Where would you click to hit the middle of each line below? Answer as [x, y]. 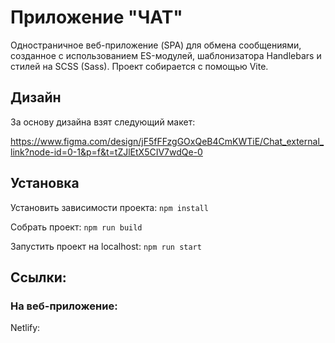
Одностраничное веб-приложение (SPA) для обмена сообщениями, [156, 45]
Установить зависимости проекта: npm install [109, 207]
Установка [45, 183]
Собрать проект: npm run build [76, 227]
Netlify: [25, 328]
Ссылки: [38, 277]
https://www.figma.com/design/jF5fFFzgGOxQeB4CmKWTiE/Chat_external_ [167, 141]
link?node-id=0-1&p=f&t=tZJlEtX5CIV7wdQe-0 [106, 152]
